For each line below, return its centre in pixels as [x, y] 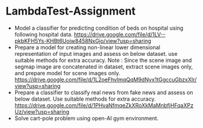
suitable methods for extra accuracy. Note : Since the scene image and [103, 60]
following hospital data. [44, 34]
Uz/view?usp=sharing [42, 112]
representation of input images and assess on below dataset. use [96, 53]
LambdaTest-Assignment [71, 11]
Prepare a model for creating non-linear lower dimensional [87, 47]
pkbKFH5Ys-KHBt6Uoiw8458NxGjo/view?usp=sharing [83, 41]
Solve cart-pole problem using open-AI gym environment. [86, 118]
